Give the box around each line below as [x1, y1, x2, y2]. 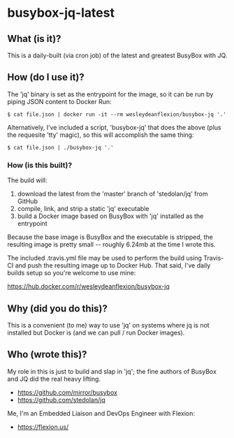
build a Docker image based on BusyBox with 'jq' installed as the [17, 212, 204, 221]
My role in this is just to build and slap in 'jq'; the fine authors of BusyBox [7, 367, 217, 375]
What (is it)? [7, 33, 61, 45]
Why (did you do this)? [7, 302, 108, 314]
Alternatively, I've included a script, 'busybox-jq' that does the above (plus [7, 123, 221, 131]
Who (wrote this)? [7, 349, 87, 360]
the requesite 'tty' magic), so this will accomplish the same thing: [7, 131, 194, 139]
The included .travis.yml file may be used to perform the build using [7, 254, 203, 263]
